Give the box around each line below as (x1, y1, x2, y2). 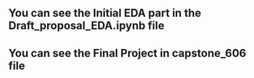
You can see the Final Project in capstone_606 (8, 46, 247, 60)
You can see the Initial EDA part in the (8, 6, 201, 20)
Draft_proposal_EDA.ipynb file (8, 19, 165, 33)
